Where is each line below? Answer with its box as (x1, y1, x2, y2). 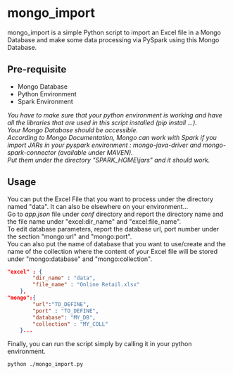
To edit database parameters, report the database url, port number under (7, 224, 220, 233)
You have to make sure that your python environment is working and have (7, 110, 223, 119)
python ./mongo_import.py (7, 361, 83, 368)
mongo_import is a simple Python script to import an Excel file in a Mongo (7, 28, 222, 37)
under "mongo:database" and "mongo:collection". (7, 255, 153, 263)
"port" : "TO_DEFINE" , (32, 307, 99, 314)
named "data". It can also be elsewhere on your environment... (7, 202, 189, 210)
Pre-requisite (7, 63, 67, 75)
